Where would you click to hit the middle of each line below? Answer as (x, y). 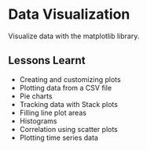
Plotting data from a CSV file (66, 87)
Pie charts (36, 96)
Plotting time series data (59, 137)
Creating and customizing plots (70, 79)
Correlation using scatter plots (68, 129)
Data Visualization (69, 14)
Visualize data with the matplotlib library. (74, 36)
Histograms (38, 121)
